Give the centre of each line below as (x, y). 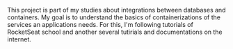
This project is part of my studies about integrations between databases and (116, 10)
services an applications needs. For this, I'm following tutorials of (100, 24)
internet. (19, 39)
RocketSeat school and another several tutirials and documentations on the (115, 32)
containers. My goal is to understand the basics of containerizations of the (114, 17)
